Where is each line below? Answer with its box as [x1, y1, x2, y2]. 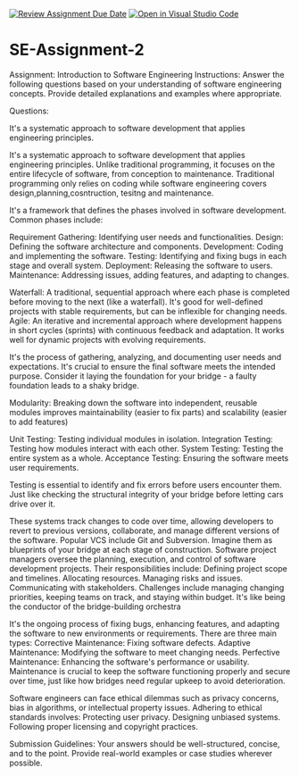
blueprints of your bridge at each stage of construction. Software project [9, 544, 277, 555]
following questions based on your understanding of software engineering [9, 79, 283, 89]
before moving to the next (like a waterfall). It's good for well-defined [9, 296, 263, 307]
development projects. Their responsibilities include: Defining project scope [9, 563, 287, 573]
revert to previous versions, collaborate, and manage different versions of [9, 525, 280, 536]
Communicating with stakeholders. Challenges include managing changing [9, 581, 285, 593]
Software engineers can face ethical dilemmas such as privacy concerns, [9, 692, 279, 703]
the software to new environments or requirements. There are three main [9, 628, 278, 639]
